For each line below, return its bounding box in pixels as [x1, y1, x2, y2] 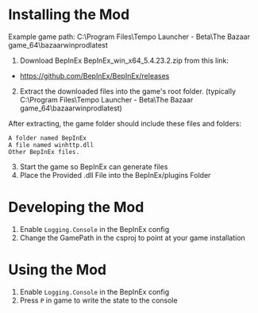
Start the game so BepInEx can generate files [19, 161, 168, 172]
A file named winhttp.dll [8, 141, 94, 149]
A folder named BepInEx [8, 133, 87, 142]
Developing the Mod [8, 199, 144, 216]
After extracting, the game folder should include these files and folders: [8, 118, 242, 128]
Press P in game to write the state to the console [19, 296, 178, 305]
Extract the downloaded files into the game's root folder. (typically [19, 86, 237, 96]
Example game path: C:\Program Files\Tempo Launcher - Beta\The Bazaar [8, 32, 250, 41]
